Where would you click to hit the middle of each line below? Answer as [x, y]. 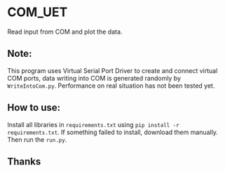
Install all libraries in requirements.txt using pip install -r [94, 124]
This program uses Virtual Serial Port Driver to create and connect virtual [112, 70]
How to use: [34, 108]
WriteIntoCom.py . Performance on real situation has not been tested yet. [111, 86]
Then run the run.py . [37, 139]
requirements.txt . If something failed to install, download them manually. [113, 132]
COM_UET [37, 12]
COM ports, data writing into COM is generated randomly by [94, 78]
